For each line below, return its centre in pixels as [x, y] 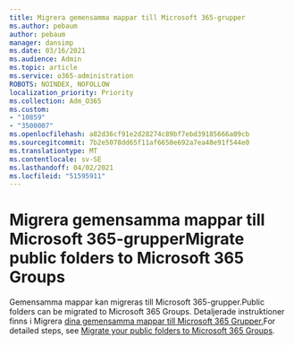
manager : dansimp [42, 43]
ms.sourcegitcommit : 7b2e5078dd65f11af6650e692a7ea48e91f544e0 [130, 142]
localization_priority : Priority [71, 92]
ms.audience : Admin [46, 59]
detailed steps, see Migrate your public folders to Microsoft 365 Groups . [142, 331]
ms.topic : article [43, 68]
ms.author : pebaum [43, 26]
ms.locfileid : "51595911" [57, 176]
